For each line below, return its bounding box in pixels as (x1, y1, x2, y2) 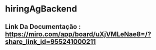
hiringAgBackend (5, 3, 77, 14)
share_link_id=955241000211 (5, 37, 96, 46)
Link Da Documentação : (5, 23, 81, 31)
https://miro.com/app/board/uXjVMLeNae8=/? (5, 30, 152, 38)
